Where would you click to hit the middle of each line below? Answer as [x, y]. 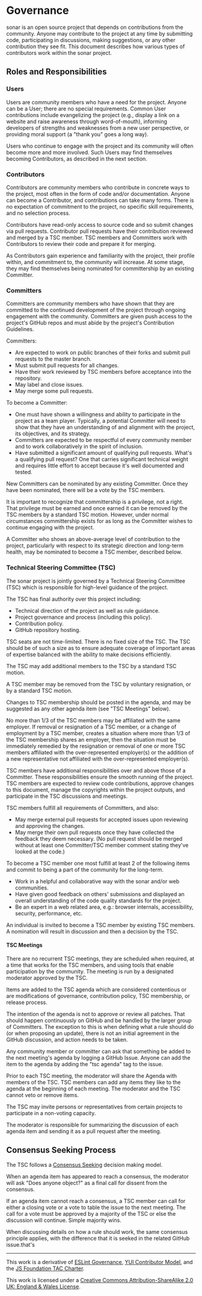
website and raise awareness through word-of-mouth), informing [87, 121]
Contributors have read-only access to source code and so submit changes [100, 224]
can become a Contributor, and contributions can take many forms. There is [100, 200]
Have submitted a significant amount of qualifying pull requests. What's [103, 453]
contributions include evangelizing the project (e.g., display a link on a [93, 115]
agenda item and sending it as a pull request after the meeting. [84, 1131]
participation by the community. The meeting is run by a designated [90, 971]
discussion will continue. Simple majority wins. [64, 1220]
